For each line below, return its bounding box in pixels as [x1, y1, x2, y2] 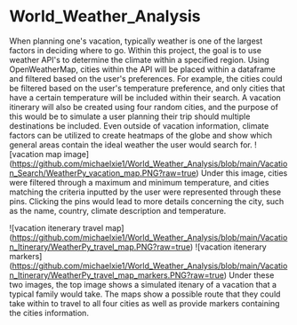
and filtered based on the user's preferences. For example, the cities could [9, 73, 283, 83]
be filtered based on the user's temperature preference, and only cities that [9, 83, 285, 93]
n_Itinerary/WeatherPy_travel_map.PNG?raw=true [9, 242, 191, 252]
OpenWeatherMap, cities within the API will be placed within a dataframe [9, 64, 276, 75]
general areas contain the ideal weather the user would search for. [9, 139, 253, 150]
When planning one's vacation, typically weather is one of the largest [9, 36, 263, 46]
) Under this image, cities [195, 167, 288, 178]
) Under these [223, 269, 275, 281]
